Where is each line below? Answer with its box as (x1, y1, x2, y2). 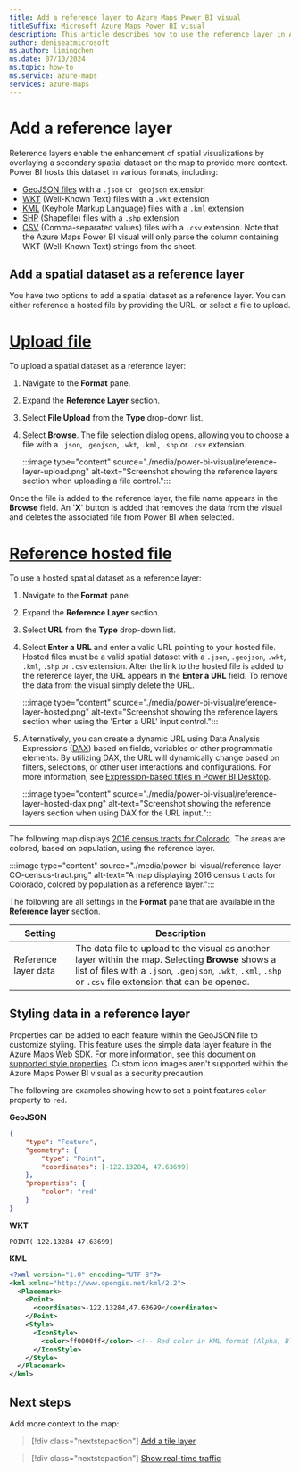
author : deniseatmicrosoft (9, 38, 110, 47)
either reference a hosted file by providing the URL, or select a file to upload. (9, 300, 291, 311)
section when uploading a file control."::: (21, 475, 171, 487)
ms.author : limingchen (9, 46, 94, 55)
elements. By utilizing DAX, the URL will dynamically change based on (21, 752, 279, 764)
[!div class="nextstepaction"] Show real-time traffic (30, 1453, 221, 1463)
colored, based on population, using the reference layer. (9, 843, 216, 854)
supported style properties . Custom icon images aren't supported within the (9, 1058, 288, 1069)
